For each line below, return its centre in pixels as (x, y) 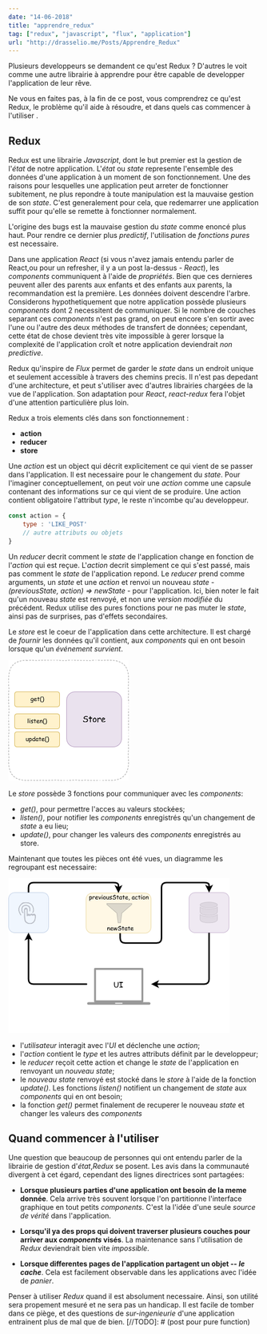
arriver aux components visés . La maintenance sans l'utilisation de (131, 1240)
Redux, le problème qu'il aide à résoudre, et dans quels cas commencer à (130, 107)
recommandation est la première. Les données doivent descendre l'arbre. (129, 293)
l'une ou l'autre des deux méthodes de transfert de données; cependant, (128, 328)
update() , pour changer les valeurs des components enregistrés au (130, 834)
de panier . (37, 1281)
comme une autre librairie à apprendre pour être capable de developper (127, 75)
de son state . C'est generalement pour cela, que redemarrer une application (133, 203)
